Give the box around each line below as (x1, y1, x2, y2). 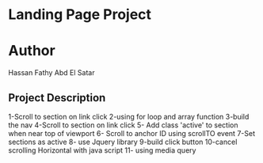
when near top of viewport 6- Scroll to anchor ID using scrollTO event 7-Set (8, 128, 256, 138)
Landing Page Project (8, 6, 152, 24)
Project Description (8, 91, 106, 104)
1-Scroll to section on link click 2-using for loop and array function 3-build (8, 112, 250, 121)
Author (8, 42, 55, 60)
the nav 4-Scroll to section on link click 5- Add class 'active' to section (8, 120, 238, 130)
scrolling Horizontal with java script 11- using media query (8, 145, 196, 155)
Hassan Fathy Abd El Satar (8, 68, 95, 78)
